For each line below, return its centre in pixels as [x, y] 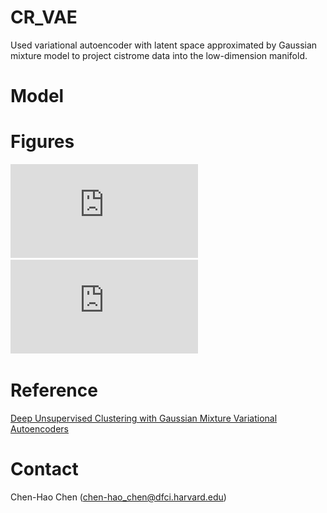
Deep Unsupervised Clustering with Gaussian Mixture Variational [144, 418]
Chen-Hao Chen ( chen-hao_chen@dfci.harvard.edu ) [118, 497]
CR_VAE [44, 17]
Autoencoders [39, 429]
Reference [54, 390]
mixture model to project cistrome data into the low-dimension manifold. [159, 55]
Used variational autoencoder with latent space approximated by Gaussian [164, 45]
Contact [44, 469]
